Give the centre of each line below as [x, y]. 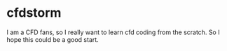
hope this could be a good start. [53, 39]
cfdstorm [34, 13]
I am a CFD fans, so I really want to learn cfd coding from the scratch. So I [113, 32]
